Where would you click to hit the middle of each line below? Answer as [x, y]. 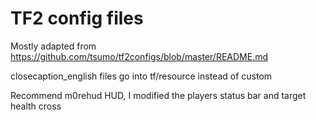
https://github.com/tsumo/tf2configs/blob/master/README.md [139, 56]
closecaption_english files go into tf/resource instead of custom [141, 76]
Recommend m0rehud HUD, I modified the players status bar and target [158, 95]
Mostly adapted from [53, 46]
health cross [36, 106]
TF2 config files [77, 18]
